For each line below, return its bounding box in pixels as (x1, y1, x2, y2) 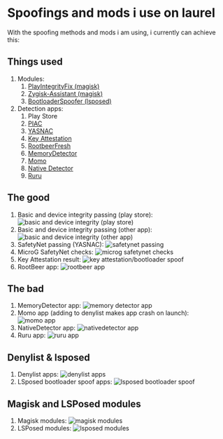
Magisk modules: (17, 417, 67, 425)
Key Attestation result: (17, 255, 82, 264)
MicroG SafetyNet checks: (17, 248, 94, 256)
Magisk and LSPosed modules (7, 398, 141, 410)
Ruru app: (17, 331, 46, 339)
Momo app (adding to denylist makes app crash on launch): (17, 309, 189, 317)
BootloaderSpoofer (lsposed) (27, 97, 112, 105)
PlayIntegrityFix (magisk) (27, 82, 100, 90)
